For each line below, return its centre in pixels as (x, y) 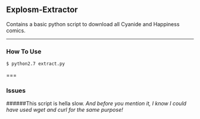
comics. (16, 30)
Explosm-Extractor (42, 10)
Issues (16, 90)
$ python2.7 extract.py (36, 64)
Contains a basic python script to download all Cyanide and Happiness (93, 24)
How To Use (24, 51)
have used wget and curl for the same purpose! (65, 110)
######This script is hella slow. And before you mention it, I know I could (96, 104)
